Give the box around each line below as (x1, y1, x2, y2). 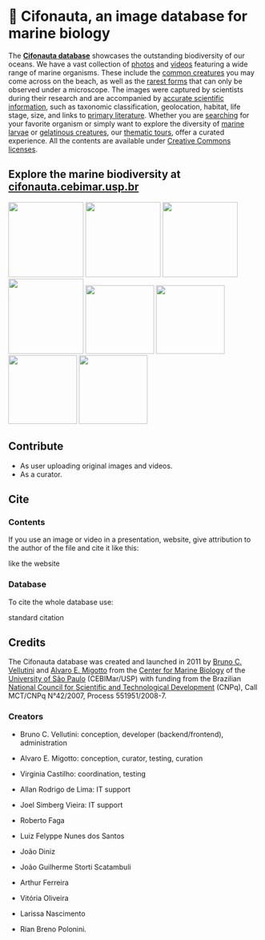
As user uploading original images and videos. (19, 461, 173, 470)
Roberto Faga (19, 815, 66, 825)
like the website (8, 559, 60, 568)
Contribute (8, 440, 64, 454)
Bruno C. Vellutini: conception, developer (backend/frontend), (19, 729, 224, 739)
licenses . (8, 144, 38, 154)
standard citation (8, 612, 64, 622)
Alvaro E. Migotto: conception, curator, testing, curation (19, 753, 203, 763)
